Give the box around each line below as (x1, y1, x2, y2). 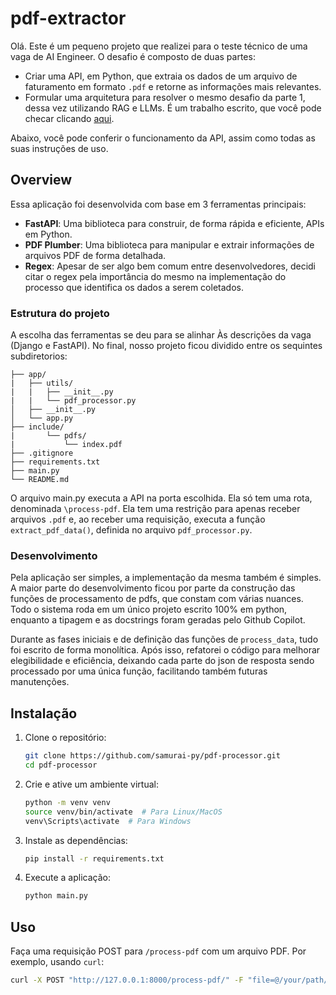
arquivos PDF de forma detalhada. (24, 249, 167, 261)
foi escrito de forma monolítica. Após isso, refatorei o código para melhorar (10, 644, 321, 656)
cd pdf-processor (24, 760, 98, 771)
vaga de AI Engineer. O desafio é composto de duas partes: (10, 50, 256, 62)
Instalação (10, 705, 78, 722)
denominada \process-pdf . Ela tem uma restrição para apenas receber (10, 503, 301, 515)
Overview (10, 172, 73, 189)
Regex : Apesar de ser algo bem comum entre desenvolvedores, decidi (24, 260, 317, 272)
